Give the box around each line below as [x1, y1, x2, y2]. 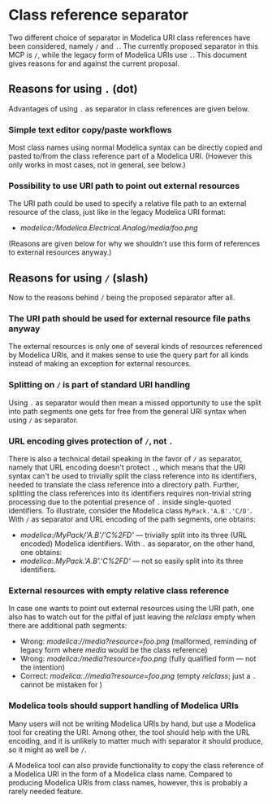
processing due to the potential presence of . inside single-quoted [8, 497, 231, 507]
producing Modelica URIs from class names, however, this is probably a [8, 777, 248, 787]
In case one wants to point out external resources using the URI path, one [8, 604, 254, 614]
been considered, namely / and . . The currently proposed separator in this [8, 41, 258, 50]
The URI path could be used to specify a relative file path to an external [8, 199, 247, 208]
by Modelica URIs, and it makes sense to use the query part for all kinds [8, 350, 249, 360]
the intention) [19, 662, 66, 672]
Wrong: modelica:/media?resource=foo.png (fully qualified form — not [19, 653, 257, 664]
